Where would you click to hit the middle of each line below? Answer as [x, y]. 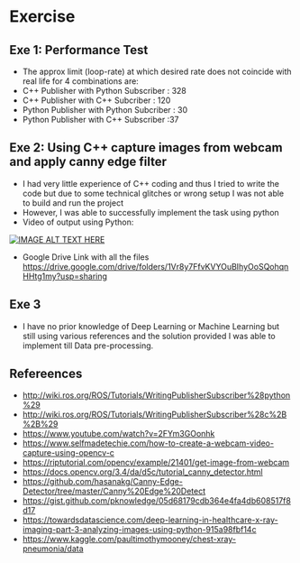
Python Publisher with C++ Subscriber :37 [100, 120]
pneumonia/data [53, 549]
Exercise [42, 17]
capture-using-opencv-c [68, 453]
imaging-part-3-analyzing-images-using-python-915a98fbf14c [139, 530]
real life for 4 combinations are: [81, 81]
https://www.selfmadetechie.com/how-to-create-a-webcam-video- [148, 443]
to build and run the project [73, 203]
